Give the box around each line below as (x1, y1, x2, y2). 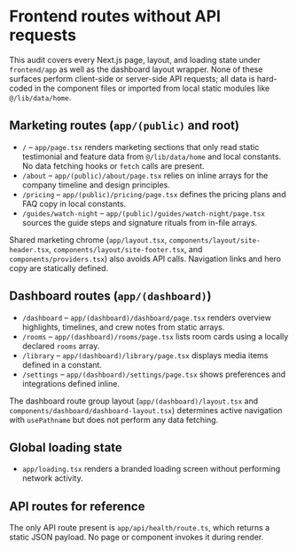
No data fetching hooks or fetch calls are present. (21, 160, 206, 171)
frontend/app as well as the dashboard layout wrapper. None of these (9, 64, 263, 75)
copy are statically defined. (9, 262, 109, 273)
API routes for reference (9, 499, 145, 514)
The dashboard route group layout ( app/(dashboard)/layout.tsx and (9, 395, 259, 406)
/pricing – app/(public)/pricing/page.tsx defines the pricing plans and (21, 188, 286, 199)
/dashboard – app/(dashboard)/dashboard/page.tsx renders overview (21, 312, 272, 323)
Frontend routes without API (9, 6, 222, 27)
